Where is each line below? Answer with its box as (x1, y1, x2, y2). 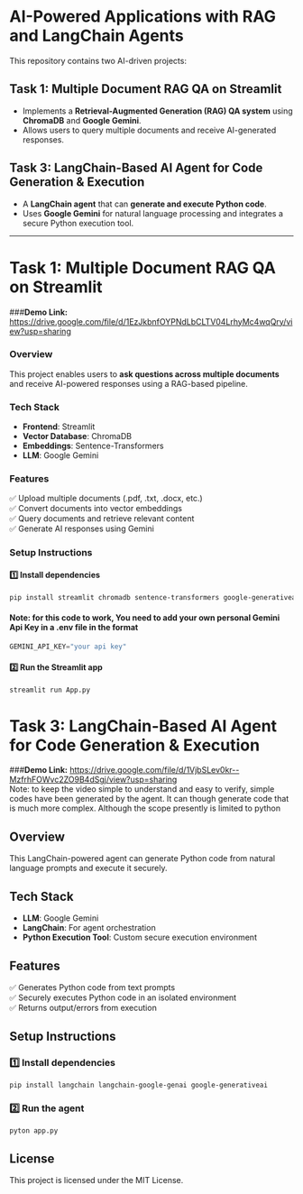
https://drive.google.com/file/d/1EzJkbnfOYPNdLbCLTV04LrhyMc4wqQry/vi (9, 316, 293, 326)
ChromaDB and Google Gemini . (22, 115, 142, 125)
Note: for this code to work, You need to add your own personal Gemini (9, 611, 280, 623)
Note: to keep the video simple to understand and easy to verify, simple (9, 784, 275, 794)
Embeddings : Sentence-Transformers (22, 440, 164, 452)
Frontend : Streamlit (22, 421, 96, 432)
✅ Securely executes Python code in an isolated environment (9, 992, 237, 1003)
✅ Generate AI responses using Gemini (9, 523, 155, 534)
